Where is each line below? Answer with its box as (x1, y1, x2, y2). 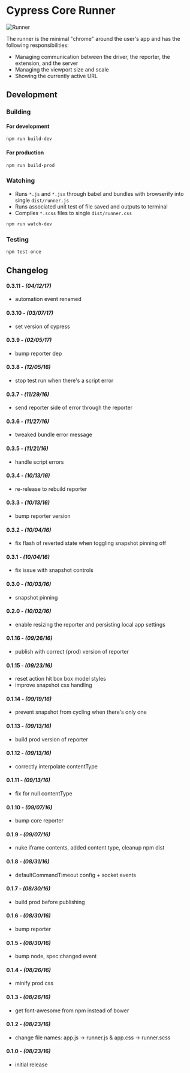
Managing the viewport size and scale (14, 65, 109, 73)
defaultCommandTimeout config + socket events (14, 871, 137, 878)
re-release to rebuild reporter (14, 485, 88, 493)
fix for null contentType (14, 790, 73, 797)
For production (6, 148, 44, 156)
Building (6, 108, 31, 116)
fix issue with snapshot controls (14, 567, 94, 574)
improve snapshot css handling (14, 681, 92, 688)
